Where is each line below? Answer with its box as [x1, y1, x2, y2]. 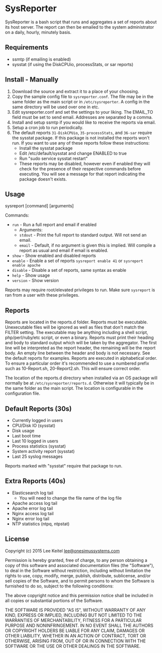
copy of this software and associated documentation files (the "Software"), [5, 562, 155, 568]
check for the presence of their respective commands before [19, 166, 141, 171]
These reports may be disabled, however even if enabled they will [19, 161, 151, 167]
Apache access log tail [12, 500, 58, 506]
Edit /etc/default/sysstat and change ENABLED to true [19, 150, 127, 156]
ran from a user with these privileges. [5, 292, 80, 298]
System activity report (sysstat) [12, 449, 75, 454]
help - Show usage [12, 272, 50, 278]
